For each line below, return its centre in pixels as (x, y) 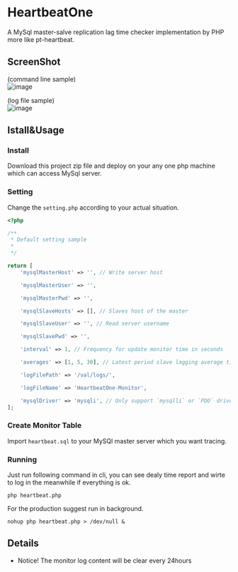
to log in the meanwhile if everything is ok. (69, 482)
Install (18, 151)
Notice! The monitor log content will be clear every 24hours (104, 560)
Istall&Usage (36, 130)
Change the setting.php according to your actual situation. (93, 207)
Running (22, 459)
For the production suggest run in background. (75, 509)
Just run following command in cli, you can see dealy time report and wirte (116, 475)
